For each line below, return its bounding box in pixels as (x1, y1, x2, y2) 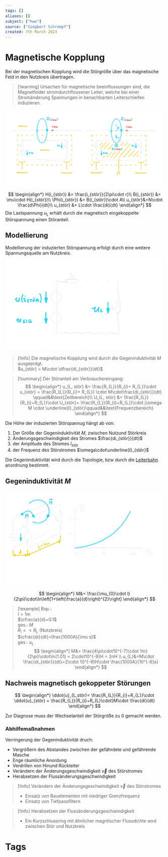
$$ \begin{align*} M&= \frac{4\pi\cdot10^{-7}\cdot (34, 648, 139, 654)
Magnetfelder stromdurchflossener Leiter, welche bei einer (17, 89, 140, 95)
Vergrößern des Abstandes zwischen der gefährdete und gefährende (12, 746, 156, 752)
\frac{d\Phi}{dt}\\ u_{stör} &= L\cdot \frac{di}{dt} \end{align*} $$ (17, 202, 152, 208)
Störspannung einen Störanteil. (5, 217, 69, 223)
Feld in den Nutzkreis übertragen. (5, 74, 75, 80)
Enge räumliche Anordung (12, 758, 67, 764)
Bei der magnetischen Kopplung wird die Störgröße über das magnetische (5, 69, 159, 75)
